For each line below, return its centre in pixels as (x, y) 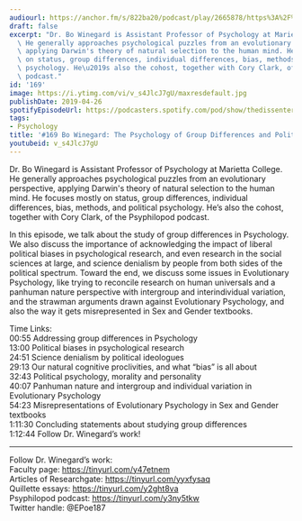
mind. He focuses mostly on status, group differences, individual (129, 197)
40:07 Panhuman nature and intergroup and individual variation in (131, 386)
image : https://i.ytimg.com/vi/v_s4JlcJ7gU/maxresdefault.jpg (128, 93)
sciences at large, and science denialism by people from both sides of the (146, 263)
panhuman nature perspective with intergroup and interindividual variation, (147, 292)
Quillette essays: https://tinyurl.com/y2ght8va (94, 489)
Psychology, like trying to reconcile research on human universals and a (142, 282)
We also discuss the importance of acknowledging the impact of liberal (141, 243)
